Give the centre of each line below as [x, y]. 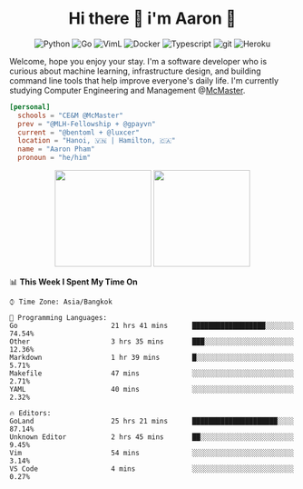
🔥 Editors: [30, 414]
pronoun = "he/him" [54, 158]
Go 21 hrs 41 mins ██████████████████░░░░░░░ [152, 326]
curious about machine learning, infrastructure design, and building [135, 71]
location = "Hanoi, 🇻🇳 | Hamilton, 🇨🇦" [97, 141]
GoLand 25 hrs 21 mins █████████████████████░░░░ [152, 422]
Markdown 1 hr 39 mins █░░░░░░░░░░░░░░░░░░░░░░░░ [152, 358]
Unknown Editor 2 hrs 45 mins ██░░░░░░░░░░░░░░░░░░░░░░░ [152, 437]
